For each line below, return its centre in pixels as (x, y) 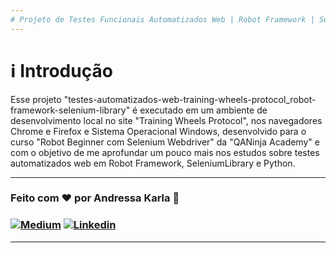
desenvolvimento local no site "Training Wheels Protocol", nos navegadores (166, 120)
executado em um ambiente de (203, 110)
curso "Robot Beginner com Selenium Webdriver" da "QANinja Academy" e (165, 142)
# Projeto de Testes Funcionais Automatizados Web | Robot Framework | (162, 19)
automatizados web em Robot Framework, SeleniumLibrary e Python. (153, 163)
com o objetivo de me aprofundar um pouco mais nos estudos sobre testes (165, 152)
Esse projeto (36, 99)
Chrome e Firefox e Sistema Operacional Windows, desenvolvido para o (158, 131)
